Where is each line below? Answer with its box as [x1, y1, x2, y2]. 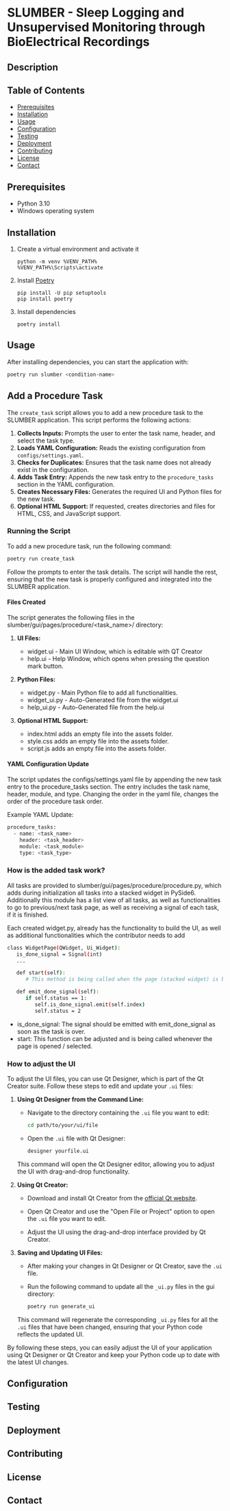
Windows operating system [16, 207, 94, 215]
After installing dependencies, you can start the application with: [7, 357, 189, 366]
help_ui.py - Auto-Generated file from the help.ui [27, 703, 165, 711]
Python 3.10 [16, 199, 50, 208]
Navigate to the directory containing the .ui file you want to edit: [27, 1108, 210, 1117]
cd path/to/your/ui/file [27, 1121, 99, 1128]
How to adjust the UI [7, 1059, 76, 1068]
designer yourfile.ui [27, 1148, 89, 1154]
